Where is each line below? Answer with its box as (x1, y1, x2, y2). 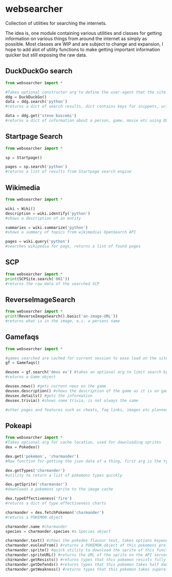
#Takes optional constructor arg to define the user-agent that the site (5, 89, 166, 95)
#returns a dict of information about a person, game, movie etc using (5, 118, 161, 123)
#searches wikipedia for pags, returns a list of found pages (5, 244, 141, 249)
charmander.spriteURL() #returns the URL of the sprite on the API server (5, 552, 168, 557)
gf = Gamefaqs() (5, 360, 40, 366)
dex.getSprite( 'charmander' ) (5, 482, 68, 487)
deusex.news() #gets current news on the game (5, 383, 106, 389)
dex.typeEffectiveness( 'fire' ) (5, 496, 72, 501)
